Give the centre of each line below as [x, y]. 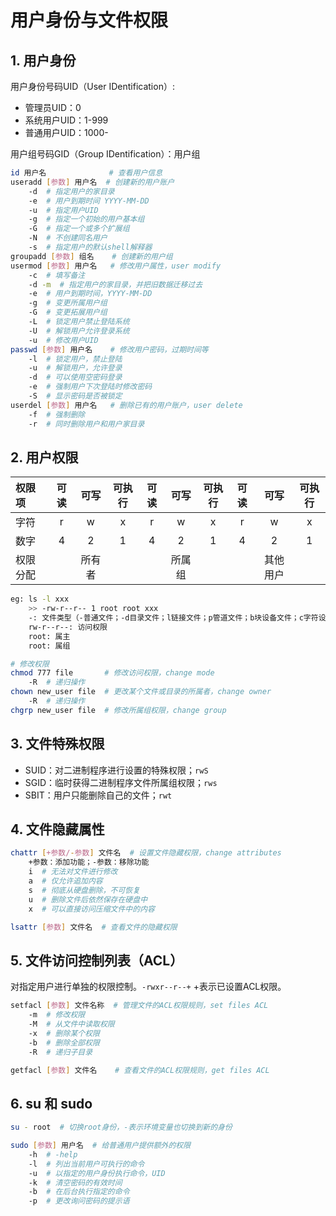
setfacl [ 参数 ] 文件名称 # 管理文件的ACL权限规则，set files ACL [139, 1006]
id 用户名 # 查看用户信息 [86, 173]
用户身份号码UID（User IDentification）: [92, 86]
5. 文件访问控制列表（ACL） [97, 960]
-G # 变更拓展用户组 [68, 312]
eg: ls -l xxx [40, 599]
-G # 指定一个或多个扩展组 [79, 229]
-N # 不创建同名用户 [68, 238]
